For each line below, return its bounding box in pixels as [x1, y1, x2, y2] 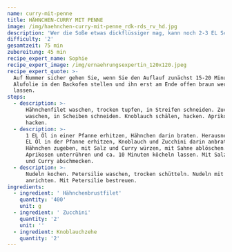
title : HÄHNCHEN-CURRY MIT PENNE [7, 17, 104, 23]
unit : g [19, 203, 41, 210]
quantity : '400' [19, 196, 67, 204]
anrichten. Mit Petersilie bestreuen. [25, 177, 137, 184]
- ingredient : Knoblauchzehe [13, 229, 97, 235]
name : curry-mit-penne [7, 10, 72, 17]
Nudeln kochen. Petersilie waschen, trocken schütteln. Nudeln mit [25, 171, 224, 177]
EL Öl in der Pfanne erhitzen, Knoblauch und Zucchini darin [25, 139, 206, 146]
